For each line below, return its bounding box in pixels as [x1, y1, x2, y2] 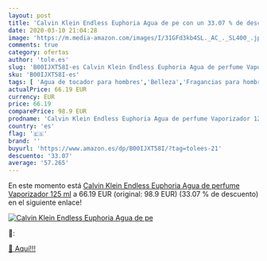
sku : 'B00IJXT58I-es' [8, 71, 80, 79]
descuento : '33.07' [8, 152, 73, 159]
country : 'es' [8, 122, 56, 130]
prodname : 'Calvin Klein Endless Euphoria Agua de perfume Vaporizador [8, 115, 250, 123]
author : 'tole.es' [8, 56, 69, 64]
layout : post [8, 11, 52, 20]
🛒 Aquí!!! [8, 244, 37, 254]
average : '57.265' [8, 159, 69, 167]
